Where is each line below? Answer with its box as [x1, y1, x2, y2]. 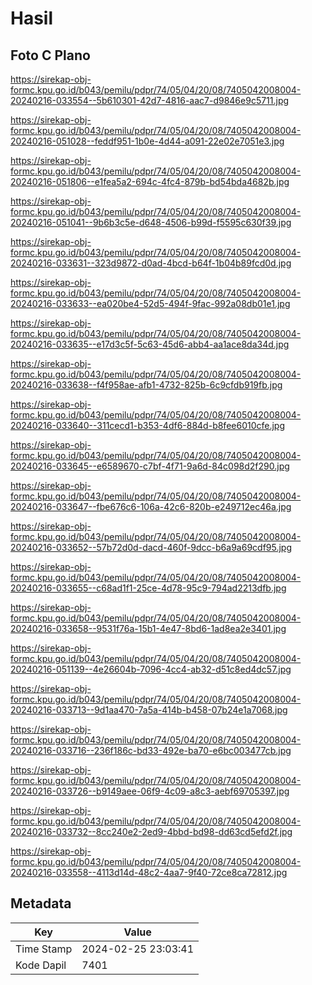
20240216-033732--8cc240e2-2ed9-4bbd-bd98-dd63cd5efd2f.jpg [10, 826, 293, 837]
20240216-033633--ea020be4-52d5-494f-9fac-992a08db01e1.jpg [10, 298, 291, 309]
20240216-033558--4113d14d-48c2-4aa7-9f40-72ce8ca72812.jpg [10, 867, 288, 878]
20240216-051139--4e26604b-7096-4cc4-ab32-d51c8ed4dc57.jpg [10, 663, 292, 675]
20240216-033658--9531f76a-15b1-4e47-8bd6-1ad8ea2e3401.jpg [10, 623, 287, 634]
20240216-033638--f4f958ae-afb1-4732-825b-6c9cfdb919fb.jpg [10, 379, 283, 391]
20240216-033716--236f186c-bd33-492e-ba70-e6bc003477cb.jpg [10, 745, 292, 756]
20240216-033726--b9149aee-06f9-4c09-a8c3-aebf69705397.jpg [10, 785, 290, 797]
